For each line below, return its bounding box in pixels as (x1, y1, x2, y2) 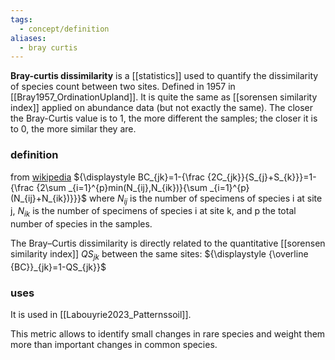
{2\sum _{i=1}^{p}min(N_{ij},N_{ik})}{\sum (36, 181, 208, 193)
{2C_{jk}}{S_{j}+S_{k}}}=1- (207, 171, 317, 183)
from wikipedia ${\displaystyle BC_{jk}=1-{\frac (10, 171, 206, 183)
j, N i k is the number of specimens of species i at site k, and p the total (10, 205, 297, 220)
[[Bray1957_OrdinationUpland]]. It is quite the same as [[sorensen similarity (10, 91, 318, 103)
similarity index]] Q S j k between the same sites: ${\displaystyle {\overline (10, 248, 309, 262)
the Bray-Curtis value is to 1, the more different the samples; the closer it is (10, 112, 318, 125)
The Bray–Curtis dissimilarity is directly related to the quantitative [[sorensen (10, 237, 326, 250)
